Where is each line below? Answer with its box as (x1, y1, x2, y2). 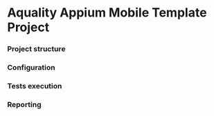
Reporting (7, 99, 42, 109)
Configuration (7, 63, 55, 72)
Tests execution (7, 81, 62, 90)
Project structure (7, 44, 66, 54)
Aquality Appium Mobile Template (7, 5, 207, 21)
